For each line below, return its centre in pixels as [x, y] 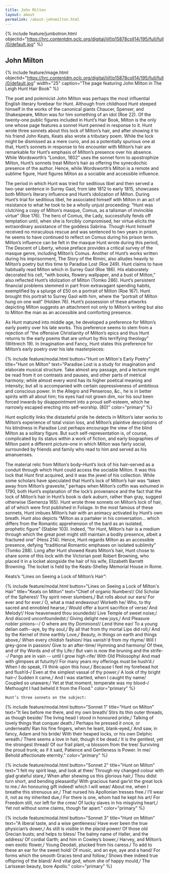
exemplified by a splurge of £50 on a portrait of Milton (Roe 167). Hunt [78, 291]
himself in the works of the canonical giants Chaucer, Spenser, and [75, 109]
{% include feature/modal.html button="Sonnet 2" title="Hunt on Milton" [80, 765]
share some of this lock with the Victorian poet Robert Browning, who [77, 556]
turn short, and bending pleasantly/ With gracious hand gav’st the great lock [84, 781]
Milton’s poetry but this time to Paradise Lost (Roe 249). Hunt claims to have [84, 264]
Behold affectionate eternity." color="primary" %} [57, 755]
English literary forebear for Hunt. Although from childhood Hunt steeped [81, 104]
